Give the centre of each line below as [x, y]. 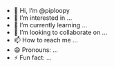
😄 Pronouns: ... [36, 50]
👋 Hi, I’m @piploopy [42, 11]
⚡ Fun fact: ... [32, 57]
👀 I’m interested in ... [43, 18]
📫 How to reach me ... [46, 40]
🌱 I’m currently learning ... [50, 25]
